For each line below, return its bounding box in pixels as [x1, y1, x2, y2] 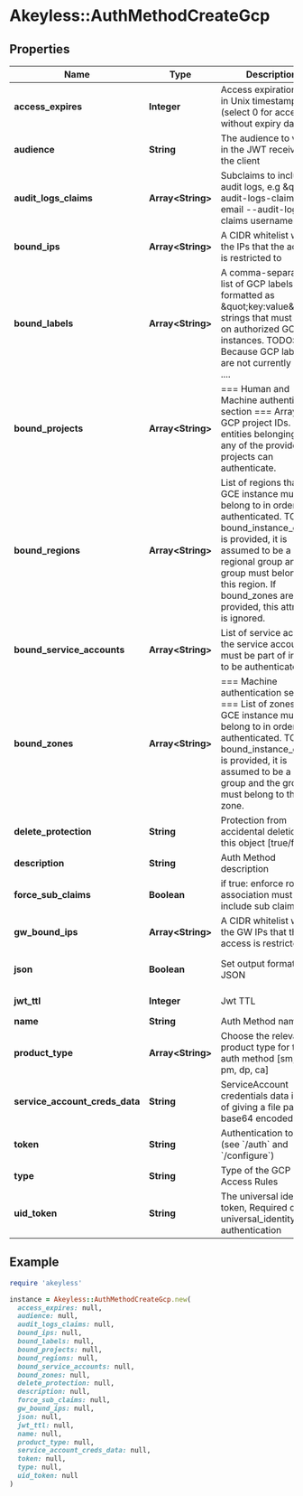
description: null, [17, 1388, 91, 1397]
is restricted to [220, 252, 282, 264]
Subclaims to [220, 169, 276, 182]
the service [220, 638, 269, 650]
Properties [9, 42, 70, 57]
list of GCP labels [220, 277, 293, 290]
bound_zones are [220, 589, 295, 602]
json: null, [17, 1412, 63, 1421]
